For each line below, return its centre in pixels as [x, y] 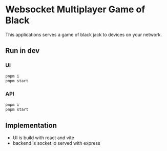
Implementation [31, 125]
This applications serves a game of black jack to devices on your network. [84, 34]
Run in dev [23, 51]
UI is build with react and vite [43, 138]
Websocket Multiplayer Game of [75, 10]
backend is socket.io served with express [57, 143]
